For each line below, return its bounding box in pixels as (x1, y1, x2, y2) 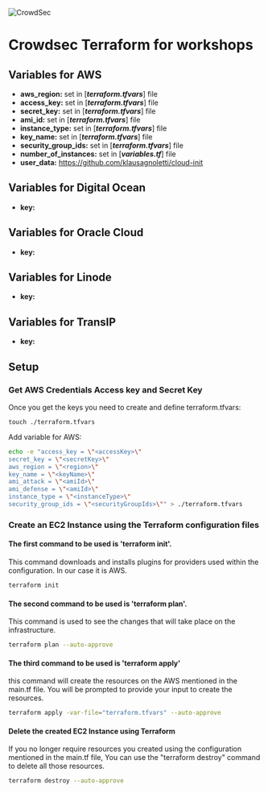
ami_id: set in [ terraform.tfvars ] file (19, 115, 141, 124)
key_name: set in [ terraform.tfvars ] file (19, 132, 153, 141)
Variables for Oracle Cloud (8, 226, 144, 239)
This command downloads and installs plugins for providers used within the (8, 557, 259, 567)
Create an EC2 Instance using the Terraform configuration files (8, 519, 260, 530)
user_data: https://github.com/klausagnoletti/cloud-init (19, 158, 204, 167)
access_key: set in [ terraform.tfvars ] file (19, 98, 159, 107)
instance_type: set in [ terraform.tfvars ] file (19, 123, 167, 133)
